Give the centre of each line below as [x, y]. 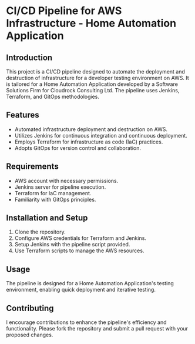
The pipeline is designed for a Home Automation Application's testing [90, 283]
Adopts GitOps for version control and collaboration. [78, 148]
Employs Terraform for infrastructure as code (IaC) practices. [89, 142]
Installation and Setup [47, 218]
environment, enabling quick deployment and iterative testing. [81, 290]
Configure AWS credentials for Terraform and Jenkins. [80, 238]
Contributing [30, 308]
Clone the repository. [40, 232]
